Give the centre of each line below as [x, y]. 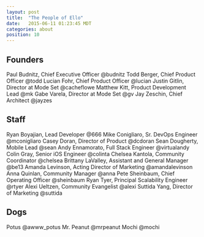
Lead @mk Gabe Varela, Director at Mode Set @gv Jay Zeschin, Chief [94, 94]
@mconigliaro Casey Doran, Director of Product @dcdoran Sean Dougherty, [102, 141]
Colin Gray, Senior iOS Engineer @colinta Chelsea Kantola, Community [96, 154]
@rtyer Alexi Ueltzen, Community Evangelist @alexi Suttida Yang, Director [100, 186]
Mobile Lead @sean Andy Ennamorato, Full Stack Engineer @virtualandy [98, 147]
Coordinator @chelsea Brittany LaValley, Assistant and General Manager [97, 160]
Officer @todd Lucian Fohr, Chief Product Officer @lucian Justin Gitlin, [95, 81]
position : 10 [23, 35]
